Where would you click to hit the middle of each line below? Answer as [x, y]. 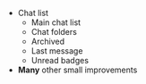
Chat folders [54, 32]
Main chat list [56, 22]
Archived [48, 41]
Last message [57, 51]
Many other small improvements [77, 70]
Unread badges [60, 60]
